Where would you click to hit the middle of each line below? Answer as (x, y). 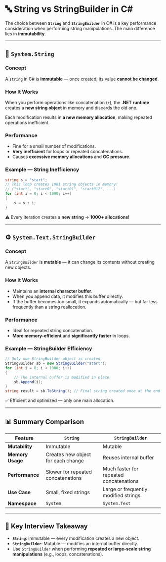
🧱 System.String (30, 54)
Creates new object (68, 454)
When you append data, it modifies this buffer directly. (68, 296)
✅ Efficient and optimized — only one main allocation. (60, 400)
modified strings (122, 496)
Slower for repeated (69, 472)
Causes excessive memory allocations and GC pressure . (71, 157)
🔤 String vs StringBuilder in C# (69, 9)
